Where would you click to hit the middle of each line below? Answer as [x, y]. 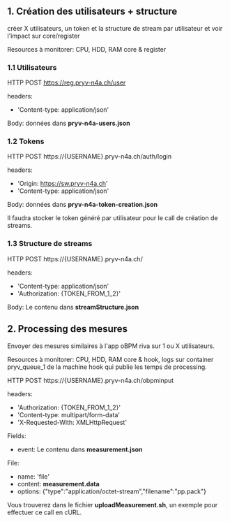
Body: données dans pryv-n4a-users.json [69, 123]
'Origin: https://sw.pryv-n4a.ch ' [62, 184]
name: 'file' [33, 476]
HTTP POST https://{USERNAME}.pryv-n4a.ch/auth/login [90, 157]
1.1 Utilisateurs [32, 67]
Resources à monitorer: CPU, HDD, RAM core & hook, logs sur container [110, 359]
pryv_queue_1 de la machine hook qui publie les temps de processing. [107, 367]
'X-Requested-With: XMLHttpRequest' [72, 422]
